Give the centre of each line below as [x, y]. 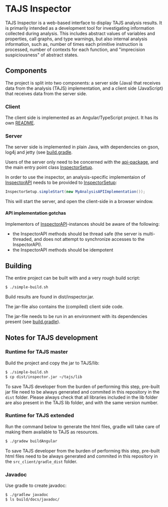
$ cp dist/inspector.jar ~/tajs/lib [44, 377]
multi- [149, 234]
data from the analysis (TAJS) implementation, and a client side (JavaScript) [84, 88]
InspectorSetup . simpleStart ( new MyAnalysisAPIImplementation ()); [75, 192]
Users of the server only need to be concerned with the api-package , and [82, 162]
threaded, [23, 239]
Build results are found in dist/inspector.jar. [50, 297]
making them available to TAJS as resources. [52, 432]
